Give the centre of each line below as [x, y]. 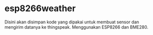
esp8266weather [40, 9]
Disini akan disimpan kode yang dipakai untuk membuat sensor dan [72, 22]
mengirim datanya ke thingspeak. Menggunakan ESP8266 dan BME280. [76, 27]
